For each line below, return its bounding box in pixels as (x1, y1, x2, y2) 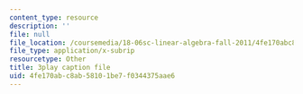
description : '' (9, 21, 70, 30)
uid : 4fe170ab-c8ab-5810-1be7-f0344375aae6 (9, 72, 176, 81)
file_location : (9, 38, 67, 47)
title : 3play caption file (9, 64, 111, 73)
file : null (9, 30, 50, 38)
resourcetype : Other (9, 55, 87, 64)
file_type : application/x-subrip (9, 47, 135, 56)
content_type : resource (9, 13, 99, 22)
